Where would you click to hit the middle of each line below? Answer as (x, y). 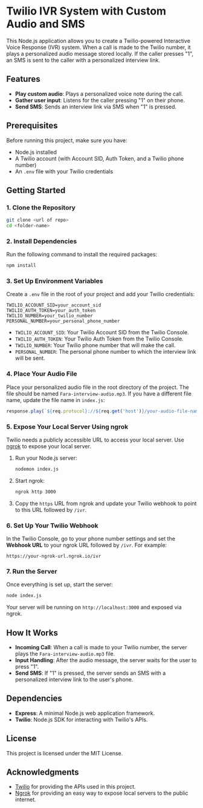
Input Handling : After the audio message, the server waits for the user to (106, 660)
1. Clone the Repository (41, 207)
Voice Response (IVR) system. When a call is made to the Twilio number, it (99, 47)
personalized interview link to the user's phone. (74, 679)
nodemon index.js (37, 469)
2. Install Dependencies (42, 241)
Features (23, 79)
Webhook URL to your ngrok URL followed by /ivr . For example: (87, 545)
